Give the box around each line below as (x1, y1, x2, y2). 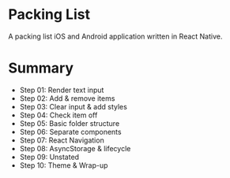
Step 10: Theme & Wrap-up (19, 160, 108, 170)
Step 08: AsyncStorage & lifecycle (19, 143, 131, 153)
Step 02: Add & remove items (19, 93, 115, 103)
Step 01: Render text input (19, 85, 104, 95)
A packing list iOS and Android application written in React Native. (8, 32, 223, 41)
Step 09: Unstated (19, 152, 80, 161)
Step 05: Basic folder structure (19, 118, 120, 128)
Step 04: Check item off (19, 110, 98, 120)
